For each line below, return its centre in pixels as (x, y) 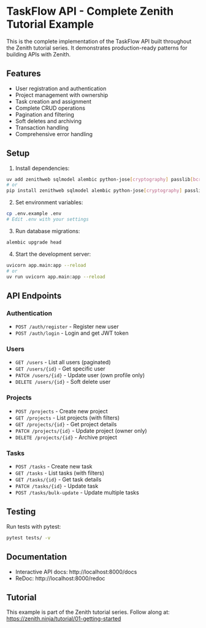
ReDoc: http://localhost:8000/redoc (60, 578)
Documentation (37, 557)
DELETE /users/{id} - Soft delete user (63, 382)
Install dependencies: (42, 168)
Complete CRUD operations (50, 108)
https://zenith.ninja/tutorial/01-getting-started (64, 619)
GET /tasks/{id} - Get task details (58, 480)
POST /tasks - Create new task (54, 467)
